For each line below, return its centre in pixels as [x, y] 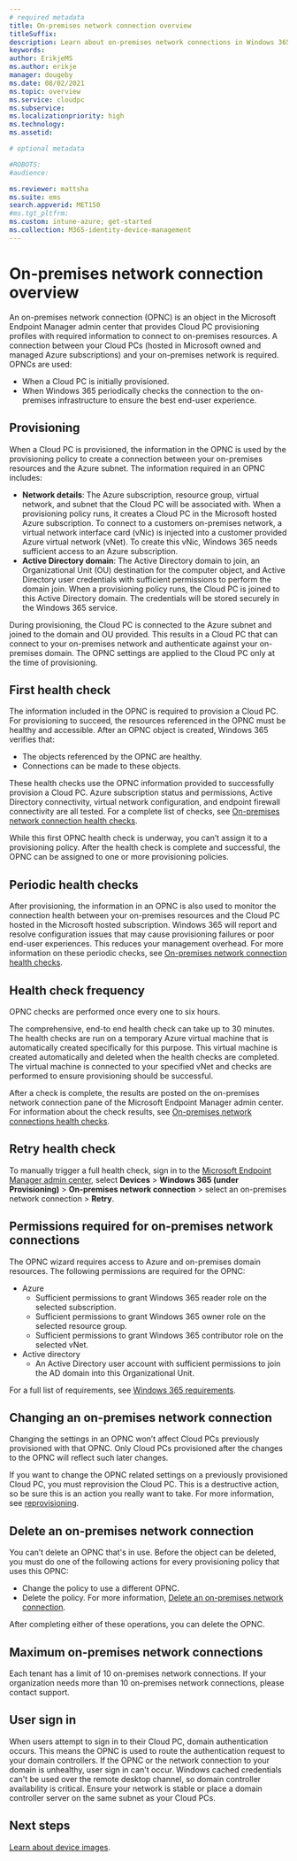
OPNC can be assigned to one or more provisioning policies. [119, 857]
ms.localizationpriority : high [67, 116]
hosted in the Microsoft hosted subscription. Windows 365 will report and [143, 925]
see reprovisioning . [44, 1503]
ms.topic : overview [45, 91]
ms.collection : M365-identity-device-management [100, 230]
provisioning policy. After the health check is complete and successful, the [145, 847]
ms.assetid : [31, 133]
